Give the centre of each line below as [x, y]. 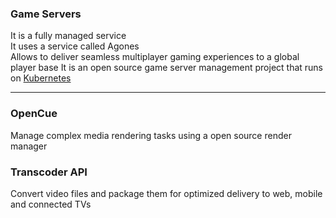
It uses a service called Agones [75, 46]
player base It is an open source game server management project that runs [167, 68]
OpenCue [34, 114]
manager [29, 146]
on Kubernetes [41, 78]
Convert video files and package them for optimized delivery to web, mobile [166, 193]
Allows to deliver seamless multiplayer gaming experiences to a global [155, 57]
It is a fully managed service [68, 36]
